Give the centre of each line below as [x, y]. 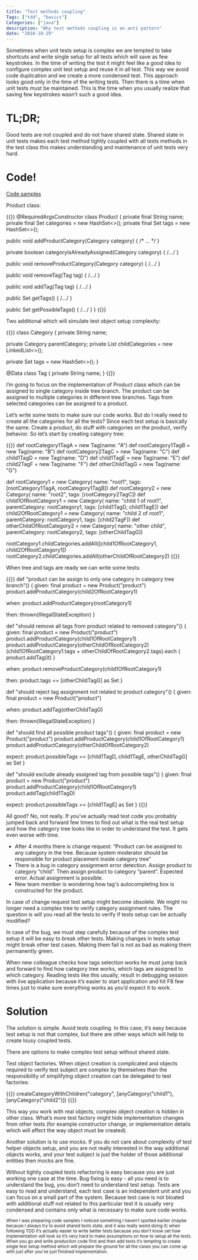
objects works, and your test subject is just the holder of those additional [95, 1154]
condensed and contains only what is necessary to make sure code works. [97, 1210]
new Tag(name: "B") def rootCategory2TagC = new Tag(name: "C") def [93, 451]
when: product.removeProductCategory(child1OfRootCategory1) [84, 669]
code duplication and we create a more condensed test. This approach [92, 76]
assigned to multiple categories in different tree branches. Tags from [89, 397]
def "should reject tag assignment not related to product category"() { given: [99, 692]
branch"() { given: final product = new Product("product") [76, 585]
